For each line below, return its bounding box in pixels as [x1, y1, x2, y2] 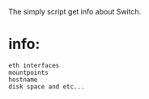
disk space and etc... [8, 82, 85, 91]
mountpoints [8, 68, 49, 76]
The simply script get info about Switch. [8, 7, 142, 16]
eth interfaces [8, 61, 60, 69]
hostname [8, 76, 38, 84]
